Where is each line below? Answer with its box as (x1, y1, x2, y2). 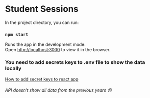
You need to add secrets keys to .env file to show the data (5, 59, 146, 66)
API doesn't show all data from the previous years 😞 (5, 87, 112, 93)
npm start (5, 32, 28, 37)
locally (5, 65, 22, 72)
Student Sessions (5, 3, 78, 15)
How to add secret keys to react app (5, 76, 78, 82)
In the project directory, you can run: (5, 20, 79, 25)
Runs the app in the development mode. (5, 41, 86, 47)
